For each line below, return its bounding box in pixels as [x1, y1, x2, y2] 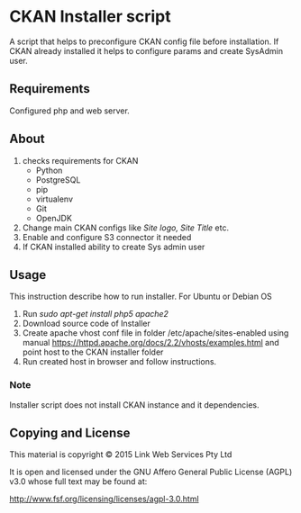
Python [35, 165, 63, 175]
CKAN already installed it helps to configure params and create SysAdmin [9, 45, 284, 56]
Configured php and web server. [9, 105, 131, 116]
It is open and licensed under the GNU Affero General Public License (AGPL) [9, 466, 293, 478]
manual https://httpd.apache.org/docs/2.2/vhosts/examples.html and [22, 337, 279, 348]
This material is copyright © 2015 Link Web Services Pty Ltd [9, 449, 233, 460]
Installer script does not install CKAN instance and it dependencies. [9, 399, 260, 410]
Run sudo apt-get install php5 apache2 [22, 309, 169, 319]
